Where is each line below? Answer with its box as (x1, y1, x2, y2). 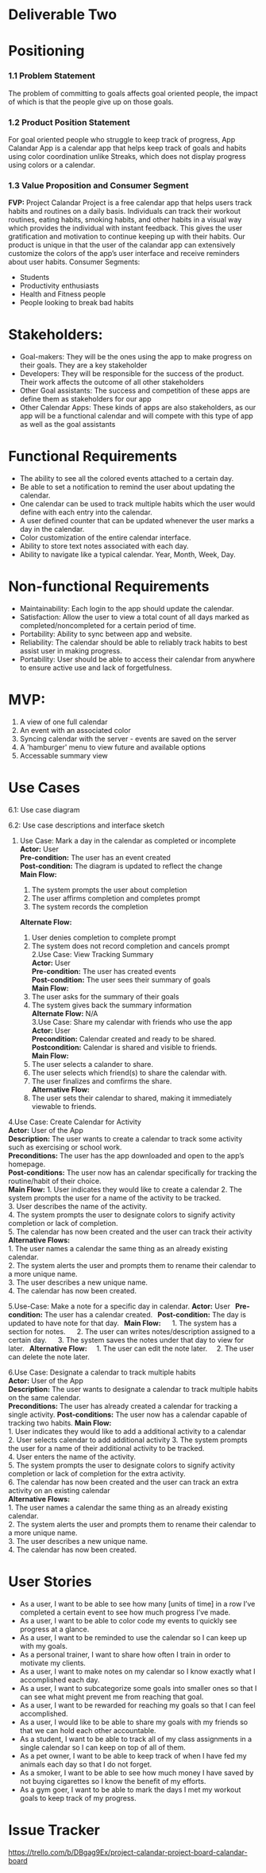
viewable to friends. (31, 1101, 97, 1111)
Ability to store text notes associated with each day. (19, 541, 189, 551)
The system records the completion (31, 902, 148, 911)
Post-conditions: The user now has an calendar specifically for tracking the (8, 1167, 257, 1177)
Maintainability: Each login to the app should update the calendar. (19, 604, 234, 614)
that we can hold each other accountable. (19, 1725, 156, 1735)
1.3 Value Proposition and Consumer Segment (8, 180, 189, 191)
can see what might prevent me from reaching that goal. (19, 1692, 204, 1701)
